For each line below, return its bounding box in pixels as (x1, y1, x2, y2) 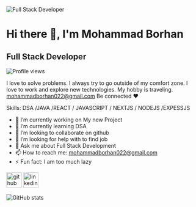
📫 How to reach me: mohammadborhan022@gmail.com (15, 149, 158, 156)
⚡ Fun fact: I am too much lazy (15, 158, 92, 165)
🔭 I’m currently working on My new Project (15, 116, 123, 123)
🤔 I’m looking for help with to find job (15, 136, 108, 143)
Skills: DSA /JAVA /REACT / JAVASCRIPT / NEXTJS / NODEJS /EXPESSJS (6, 104, 191, 111)
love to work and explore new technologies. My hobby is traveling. (6, 86, 173, 93)
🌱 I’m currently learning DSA (15, 123, 87, 129)
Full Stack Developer (6, 51, 87, 62)
